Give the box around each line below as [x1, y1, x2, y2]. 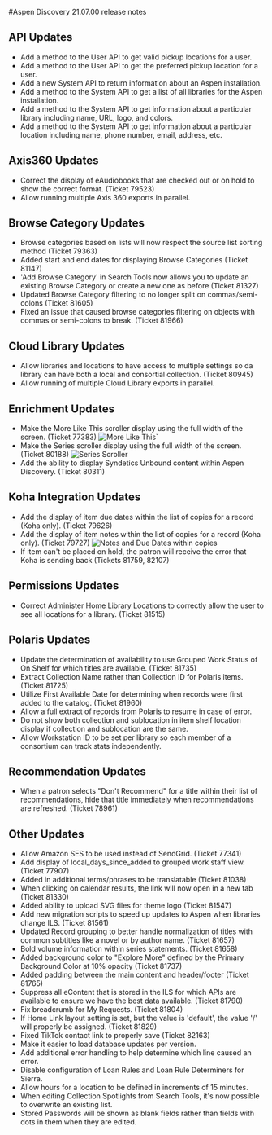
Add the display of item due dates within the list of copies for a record [19, 512, 254, 521]
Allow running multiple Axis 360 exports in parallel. [19, 192, 191, 202]
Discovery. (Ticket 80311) [19, 467, 106, 477]
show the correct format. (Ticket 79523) [19, 183, 155, 194]
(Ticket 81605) [44, 298, 93, 308]
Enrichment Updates [8, 402, 115, 416]
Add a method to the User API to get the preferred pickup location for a [19, 60, 258, 70]
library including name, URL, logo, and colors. [19, 112, 173, 122]
